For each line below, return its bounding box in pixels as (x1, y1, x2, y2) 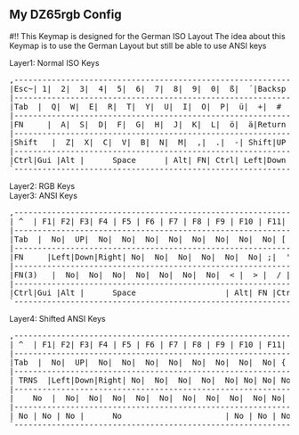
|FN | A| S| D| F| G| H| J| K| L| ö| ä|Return (9, 119, 287, 129)
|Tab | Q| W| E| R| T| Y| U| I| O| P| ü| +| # (9, 102, 282, 111)
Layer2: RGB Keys (9, 180, 76, 191)
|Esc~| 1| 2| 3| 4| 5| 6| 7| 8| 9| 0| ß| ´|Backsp (9, 84, 287, 94)
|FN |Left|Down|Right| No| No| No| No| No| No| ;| (9, 251, 278, 262)
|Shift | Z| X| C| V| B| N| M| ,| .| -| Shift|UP (9, 137, 287, 147)
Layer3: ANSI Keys (9, 190, 78, 201)
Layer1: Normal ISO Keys (9, 57, 100, 68)
